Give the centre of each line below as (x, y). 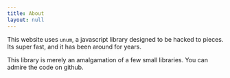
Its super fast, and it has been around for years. (74, 47)
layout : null (26, 20)
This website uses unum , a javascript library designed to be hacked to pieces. (115, 39)
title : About (26, 13)
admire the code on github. (45, 67)
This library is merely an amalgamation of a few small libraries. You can (107, 60)
